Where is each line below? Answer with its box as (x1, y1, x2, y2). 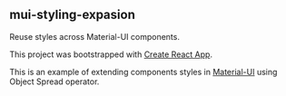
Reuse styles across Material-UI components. (9, 31, 180, 42)
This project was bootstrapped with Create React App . (9, 49, 213, 60)
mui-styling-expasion (9, 7, 136, 23)
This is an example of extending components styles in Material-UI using (9, 66, 278, 77)
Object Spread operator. (9, 76, 100, 87)
